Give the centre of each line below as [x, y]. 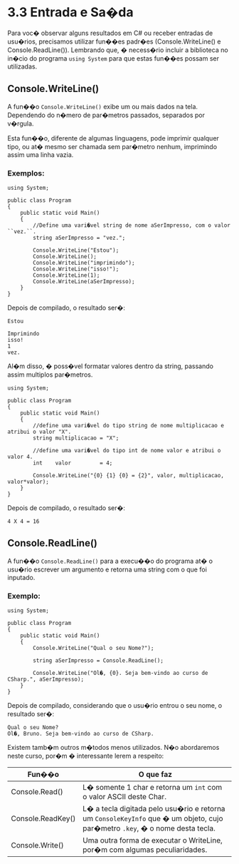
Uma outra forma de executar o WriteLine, [153, 840]
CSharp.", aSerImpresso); [46, 680]
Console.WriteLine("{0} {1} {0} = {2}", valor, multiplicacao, [128, 476]
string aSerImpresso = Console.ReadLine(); [98, 661]
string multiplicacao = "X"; [76, 438]
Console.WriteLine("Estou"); [76, 250]
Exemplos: [26, 173]
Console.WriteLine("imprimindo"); [84, 263]
